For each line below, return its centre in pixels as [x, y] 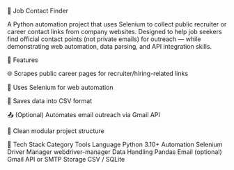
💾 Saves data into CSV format [50, 101]
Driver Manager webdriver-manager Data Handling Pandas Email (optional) [115, 152]
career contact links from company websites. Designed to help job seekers [115, 32]
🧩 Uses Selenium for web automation [60, 87]
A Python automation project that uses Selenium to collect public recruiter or [117, 24]
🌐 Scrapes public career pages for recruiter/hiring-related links [98, 74]
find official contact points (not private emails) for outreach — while [104, 39]
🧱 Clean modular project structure [56, 131]
